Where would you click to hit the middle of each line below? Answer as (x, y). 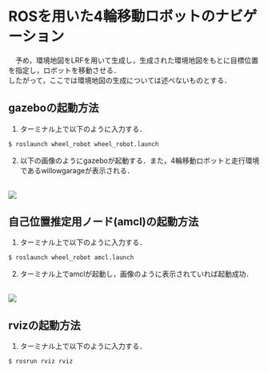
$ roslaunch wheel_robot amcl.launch (71, 257)
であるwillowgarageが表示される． (77, 170)
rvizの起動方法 (45, 325)
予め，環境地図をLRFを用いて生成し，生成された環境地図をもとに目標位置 (136, 60)
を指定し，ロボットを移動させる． (64, 70)
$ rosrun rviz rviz (41, 362)
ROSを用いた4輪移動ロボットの (112, 16)
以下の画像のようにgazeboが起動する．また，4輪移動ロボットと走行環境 (140, 160)
